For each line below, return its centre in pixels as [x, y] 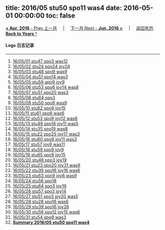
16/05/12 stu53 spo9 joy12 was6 [45, 118]
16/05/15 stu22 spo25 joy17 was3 [46, 134]
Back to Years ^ [21, 33]
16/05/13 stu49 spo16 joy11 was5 [46, 124]
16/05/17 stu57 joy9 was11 [39, 144]
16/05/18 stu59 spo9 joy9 [38, 150]
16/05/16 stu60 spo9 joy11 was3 [45, 139]
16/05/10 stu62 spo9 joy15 [39, 108]
